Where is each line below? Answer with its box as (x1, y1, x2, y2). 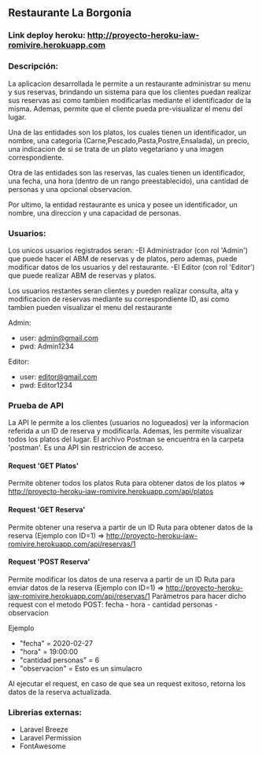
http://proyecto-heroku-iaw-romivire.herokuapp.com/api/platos (8, 487, 214, 497)
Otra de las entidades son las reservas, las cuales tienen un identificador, (8, 168, 245, 177)
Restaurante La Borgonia (8, 6, 132, 20)
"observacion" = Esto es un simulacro (19, 663, 143, 673)
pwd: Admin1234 (19, 342, 75, 351)
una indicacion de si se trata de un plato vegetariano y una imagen (8, 144, 224, 153)
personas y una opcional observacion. (8, 184, 132, 194)
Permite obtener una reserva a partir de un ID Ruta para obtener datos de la (8, 523, 253, 532)
